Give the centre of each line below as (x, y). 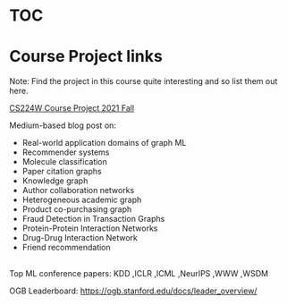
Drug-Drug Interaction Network (80, 238)
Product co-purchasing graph (77, 209)
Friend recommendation (67, 248)
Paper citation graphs (62, 172)
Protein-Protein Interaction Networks (90, 228)
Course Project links (86, 57)
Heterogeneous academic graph (82, 200)
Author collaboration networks (78, 191)
